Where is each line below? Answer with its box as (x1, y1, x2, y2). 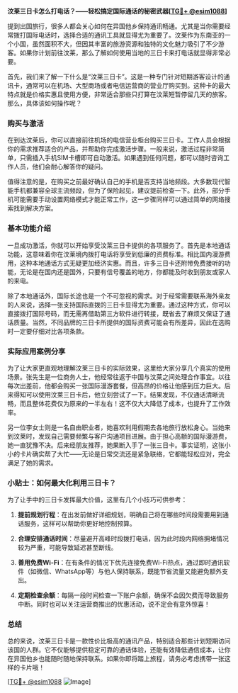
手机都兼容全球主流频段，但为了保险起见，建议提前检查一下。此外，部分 (13, 186, 225, 195)
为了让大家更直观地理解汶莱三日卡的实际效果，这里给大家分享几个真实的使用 (7, 364, 231, 372)
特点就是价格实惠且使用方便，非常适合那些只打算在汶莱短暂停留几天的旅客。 (7, 90, 231, 98)
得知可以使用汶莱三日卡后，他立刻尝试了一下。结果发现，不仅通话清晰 (13, 390, 218, 399)
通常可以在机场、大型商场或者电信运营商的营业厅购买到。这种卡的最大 (25, 81, 231, 89)
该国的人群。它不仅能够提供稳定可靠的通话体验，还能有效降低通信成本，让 (7, 646, 225, 654)
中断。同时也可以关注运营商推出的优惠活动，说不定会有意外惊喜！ (17, 600, 210, 609)
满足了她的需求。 (7, 458, 57, 467)
